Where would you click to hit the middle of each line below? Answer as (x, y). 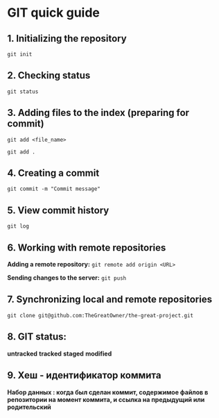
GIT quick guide (54, 13)
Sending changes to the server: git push (67, 278)
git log (18, 226)
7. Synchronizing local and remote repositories (110, 300)
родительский (29, 407)
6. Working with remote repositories (87, 248)
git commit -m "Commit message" (54, 189)
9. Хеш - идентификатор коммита (84, 375)
